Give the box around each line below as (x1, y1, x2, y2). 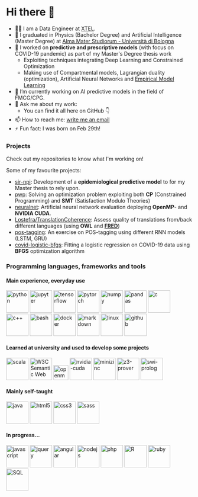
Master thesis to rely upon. (14, 185, 80, 192)
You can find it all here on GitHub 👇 (23, 107, 110, 114)
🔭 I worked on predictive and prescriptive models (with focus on (14, 44, 174, 51)
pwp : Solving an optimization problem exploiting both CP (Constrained (14, 191, 186, 198)
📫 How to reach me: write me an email (14, 116, 110, 123)
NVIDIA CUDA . (14, 210, 51, 217)
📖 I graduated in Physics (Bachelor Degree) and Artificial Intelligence (14, 31, 182, 38)
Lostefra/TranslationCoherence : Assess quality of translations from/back (14, 216, 192, 223)
